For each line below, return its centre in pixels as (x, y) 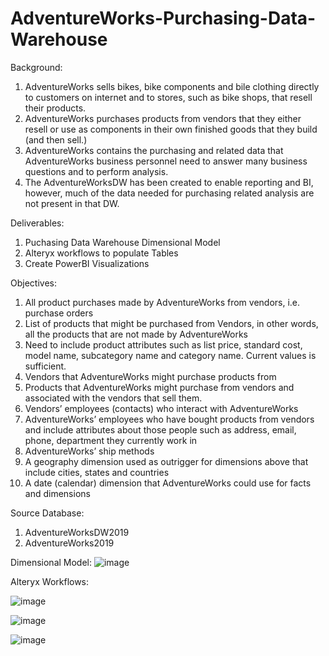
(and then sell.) (56, 139)
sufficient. (45, 366)
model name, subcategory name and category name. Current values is (170, 355)
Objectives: (33, 283)
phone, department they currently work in (111, 440)
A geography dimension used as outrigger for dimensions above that (166, 461)
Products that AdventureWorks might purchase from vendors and (159, 387)
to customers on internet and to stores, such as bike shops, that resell (168, 97)
